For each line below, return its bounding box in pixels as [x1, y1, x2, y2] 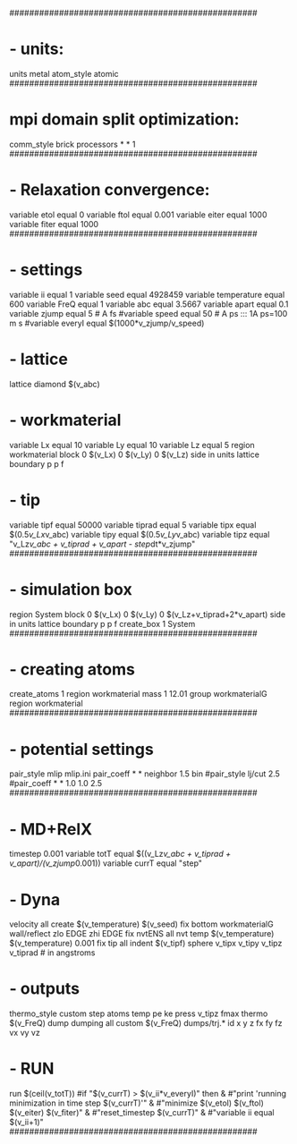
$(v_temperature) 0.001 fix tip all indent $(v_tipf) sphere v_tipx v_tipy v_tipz [9, 938, 283, 949]
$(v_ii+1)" [9, 1117, 45, 1128]
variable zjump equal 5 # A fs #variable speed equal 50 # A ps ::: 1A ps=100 [9, 308, 288, 318]
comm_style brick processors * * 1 [9, 139, 136, 149]
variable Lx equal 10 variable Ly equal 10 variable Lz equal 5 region [9, 439, 255, 450]
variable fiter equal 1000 [9, 218, 99, 229]
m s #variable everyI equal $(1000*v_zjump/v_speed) [9, 318, 205, 328]
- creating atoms [9, 659, 136, 679]
